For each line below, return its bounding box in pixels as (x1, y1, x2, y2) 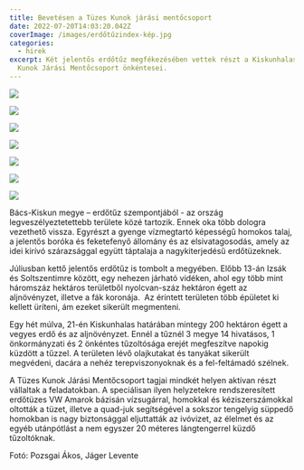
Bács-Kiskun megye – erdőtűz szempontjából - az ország (9, 207, 223, 218)
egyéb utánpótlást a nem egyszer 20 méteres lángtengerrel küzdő (9, 422, 256, 434)
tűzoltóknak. (9, 432, 56, 443)
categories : (9, 38, 54, 48)
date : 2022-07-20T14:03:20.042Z (9, 22, 131, 31)
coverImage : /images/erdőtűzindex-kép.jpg (9, 30, 172, 39)
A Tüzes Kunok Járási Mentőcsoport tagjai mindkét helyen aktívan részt (9, 374, 277, 385)
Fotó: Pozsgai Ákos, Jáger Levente (9, 449, 138, 461)
